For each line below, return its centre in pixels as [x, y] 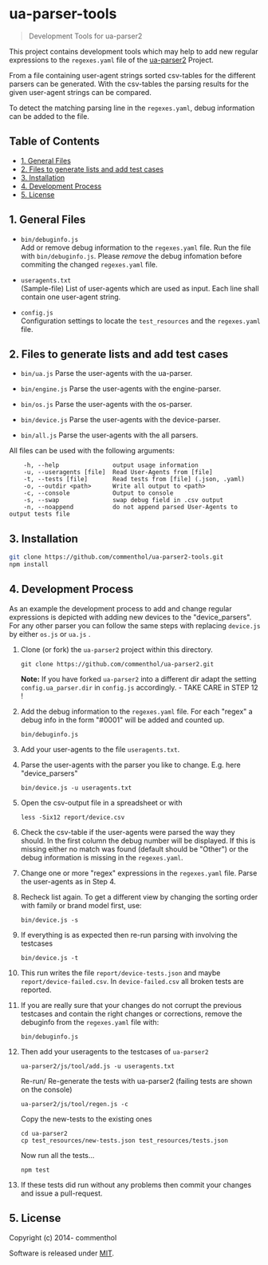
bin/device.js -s [49, 920]
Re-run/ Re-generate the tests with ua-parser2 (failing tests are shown [136, 1081]
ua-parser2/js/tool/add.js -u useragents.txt [97, 1066]
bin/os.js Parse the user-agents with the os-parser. [106, 405]
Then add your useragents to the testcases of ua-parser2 [114, 1051]
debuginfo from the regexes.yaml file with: [90, 1022]
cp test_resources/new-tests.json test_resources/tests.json [124, 1140]
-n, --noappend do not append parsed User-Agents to [131, 508]
